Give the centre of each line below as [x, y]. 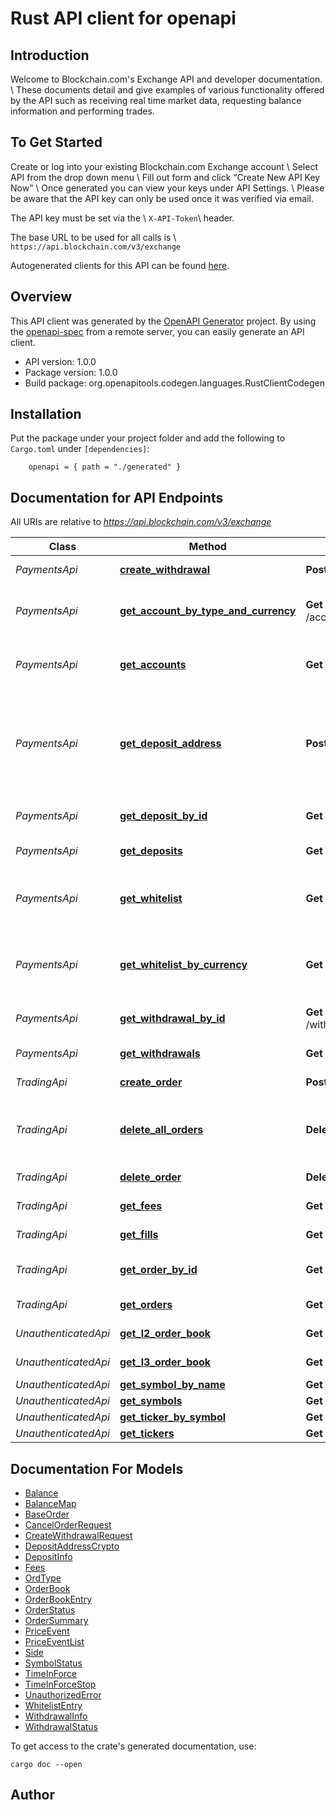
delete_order [150, 1177]
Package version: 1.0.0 [71, 372]
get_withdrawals [160, 1054]
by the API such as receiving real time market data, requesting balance [156, 100]
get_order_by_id [158, 1270]
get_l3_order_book [165, 1362]
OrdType [43, 1578]
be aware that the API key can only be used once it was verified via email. [162, 198]
